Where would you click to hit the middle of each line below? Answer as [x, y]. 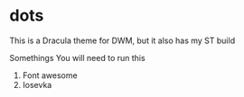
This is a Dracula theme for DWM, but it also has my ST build [122, 40]
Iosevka [37, 84]
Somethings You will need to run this [78, 57]
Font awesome [50, 75]
